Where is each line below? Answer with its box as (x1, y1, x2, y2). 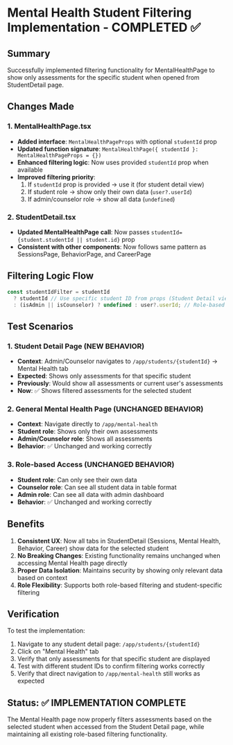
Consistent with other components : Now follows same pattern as (17, 243, 207, 251)
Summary (7, 47, 51, 60)
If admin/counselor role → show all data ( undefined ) (27, 195, 175, 203)
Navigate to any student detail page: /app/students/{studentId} (17, 640, 200, 649)
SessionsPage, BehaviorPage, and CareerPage (17, 249, 151, 258)
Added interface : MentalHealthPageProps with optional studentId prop (17, 137, 217, 146)
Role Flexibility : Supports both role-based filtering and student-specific (17, 581, 223, 589)
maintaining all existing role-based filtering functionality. (7, 730, 168, 739)
